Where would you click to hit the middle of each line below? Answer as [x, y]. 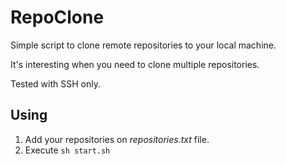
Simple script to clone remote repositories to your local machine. [143, 45]
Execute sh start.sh [67, 150]
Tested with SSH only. [55, 83]
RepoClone [57, 17]
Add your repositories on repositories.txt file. [117, 139]
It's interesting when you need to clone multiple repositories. [135, 64]
